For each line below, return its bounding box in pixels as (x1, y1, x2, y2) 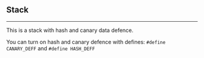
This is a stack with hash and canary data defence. (6, 27, 134, 34)
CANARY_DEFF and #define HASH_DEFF (6, 45, 95, 52)
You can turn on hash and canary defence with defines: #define (6, 38, 166, 45)
